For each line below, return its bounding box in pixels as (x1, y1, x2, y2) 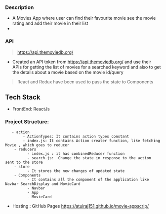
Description (5, 4, 34, 11)
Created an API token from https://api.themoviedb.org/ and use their (12, 59, 152, 65)
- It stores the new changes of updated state (27, 168, 125, 174)
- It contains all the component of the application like (27, 177, 149, 182)
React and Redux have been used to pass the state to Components (17, 78, 154, 85)
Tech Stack (5, 93, 41, 101)
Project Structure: (5, 118, 49, 125)
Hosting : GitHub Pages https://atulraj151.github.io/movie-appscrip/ (12, 203, 149, 209)
